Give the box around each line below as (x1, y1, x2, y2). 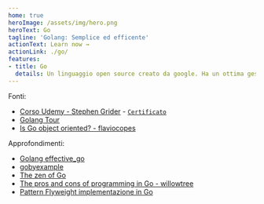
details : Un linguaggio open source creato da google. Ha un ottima (15, 70, 244, 78)
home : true (8, 11, 44, 20)
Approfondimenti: (8, 138, 65, 148)
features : (8, 56, 41, 64)
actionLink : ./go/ (8, 48, 68, 56)
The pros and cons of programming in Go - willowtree (19, 178, 194, 188)
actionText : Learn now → (8, 41, 90, 49)
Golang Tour (19, 115, 60, 124)
